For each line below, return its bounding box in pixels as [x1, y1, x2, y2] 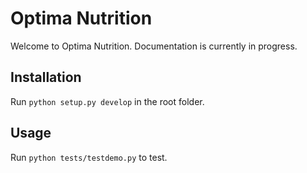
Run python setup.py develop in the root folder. [10, 95, 205, 107]
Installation [10, 69, 82, 86]
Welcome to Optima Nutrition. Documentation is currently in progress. [10, 40, 298, 52]
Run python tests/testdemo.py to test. [10, 151, 168, 163]
